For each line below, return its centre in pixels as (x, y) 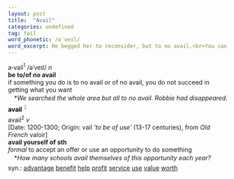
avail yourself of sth (37, 142)
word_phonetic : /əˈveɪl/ (44, 40)
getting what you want (40, 89)
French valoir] (28, 134)
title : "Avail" (31, 20)
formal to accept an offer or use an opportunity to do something (100, 149)
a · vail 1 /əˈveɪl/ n (30, 67)
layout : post (27, 14)
